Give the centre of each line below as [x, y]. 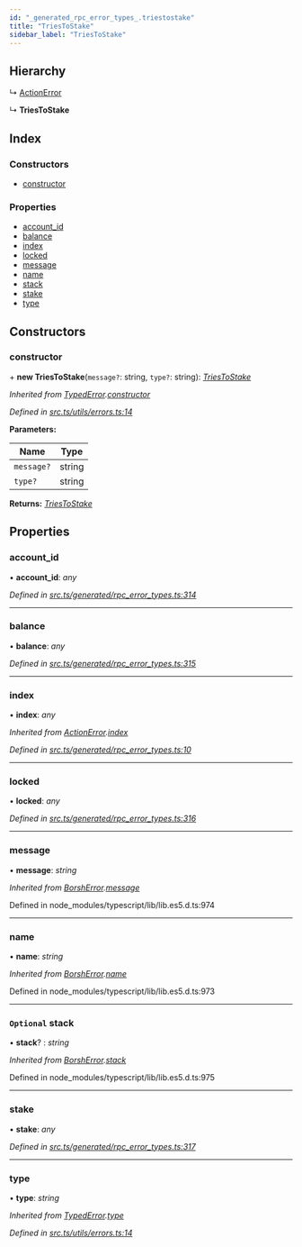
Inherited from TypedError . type [67, 1215]
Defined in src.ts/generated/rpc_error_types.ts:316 [103, 819]
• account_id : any [43, 577]
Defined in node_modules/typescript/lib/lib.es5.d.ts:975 [112, 1078]
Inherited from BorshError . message [75, 887]
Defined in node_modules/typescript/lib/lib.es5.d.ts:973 [112, 991]
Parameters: [33, 429]
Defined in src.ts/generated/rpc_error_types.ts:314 [103, 595]
